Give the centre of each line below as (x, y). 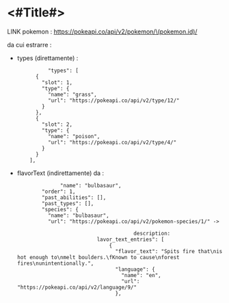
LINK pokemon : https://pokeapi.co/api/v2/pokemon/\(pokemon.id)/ (102, 31)
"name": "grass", (72, 94)
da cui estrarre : (29, 44)
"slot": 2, (57, 124)
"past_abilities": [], (74, 197)
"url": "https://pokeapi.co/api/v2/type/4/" (112, 142)
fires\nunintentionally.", (55, 263)
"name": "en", (142, 275)
